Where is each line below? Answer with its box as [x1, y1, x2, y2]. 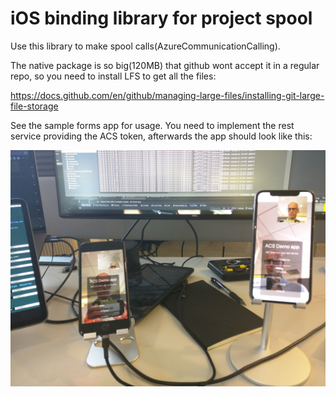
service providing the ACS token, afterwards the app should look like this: [10, 130, 313, 142]
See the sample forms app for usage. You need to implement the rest [10, 119, 295, 131]
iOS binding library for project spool [10, 7, 313, 30]
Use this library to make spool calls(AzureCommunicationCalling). [10, 40, 281, 52]
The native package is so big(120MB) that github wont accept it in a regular [10, 59, 320, 71]
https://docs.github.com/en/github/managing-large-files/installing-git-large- [10, 89, 325, 101]
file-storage [10, 100, 59, 112]
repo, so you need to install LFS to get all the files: [10, 70, 217, 82]
